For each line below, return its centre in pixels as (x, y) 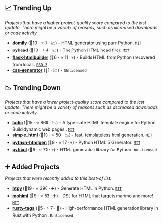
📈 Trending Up (28, 8)
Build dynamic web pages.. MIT (43, 129)
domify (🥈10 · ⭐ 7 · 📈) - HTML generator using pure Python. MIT (77, 43)
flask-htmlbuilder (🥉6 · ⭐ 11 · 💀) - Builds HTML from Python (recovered (83, 57)
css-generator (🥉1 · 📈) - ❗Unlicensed (49, 70)
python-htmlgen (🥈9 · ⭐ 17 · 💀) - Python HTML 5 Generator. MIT (76, 142)
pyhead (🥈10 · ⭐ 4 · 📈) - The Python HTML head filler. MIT (71, 50)
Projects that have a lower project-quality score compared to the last (75, 102)
